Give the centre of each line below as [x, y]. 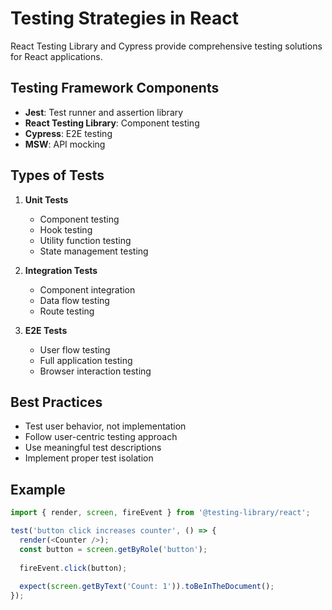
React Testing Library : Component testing [112, 123]
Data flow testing [74, 300]
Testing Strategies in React [124, 18]
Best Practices [56, 402]
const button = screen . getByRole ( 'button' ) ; [113, 549]
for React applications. [56, 56]
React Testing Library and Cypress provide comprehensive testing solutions [166, 46]
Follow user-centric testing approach [101, 437]
